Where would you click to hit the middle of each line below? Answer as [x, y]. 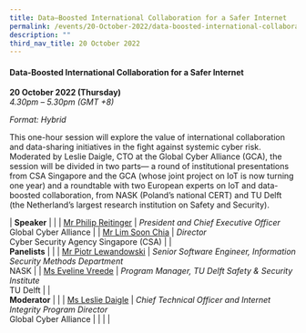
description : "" [40, 35]
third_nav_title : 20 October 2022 [75, 43]
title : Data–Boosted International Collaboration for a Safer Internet [148, 18]
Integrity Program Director [59, 309]
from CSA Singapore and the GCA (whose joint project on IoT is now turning [152, 176]
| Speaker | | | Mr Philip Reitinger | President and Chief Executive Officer [145, 223]
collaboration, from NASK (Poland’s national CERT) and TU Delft [162, 196]
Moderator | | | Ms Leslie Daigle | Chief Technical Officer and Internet [140, 300]
